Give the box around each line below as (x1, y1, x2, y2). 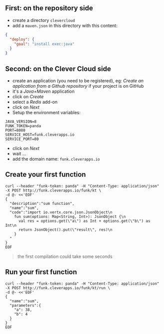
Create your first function (5, 170, 86, 179)
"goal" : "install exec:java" (14, 41, 75, 46)
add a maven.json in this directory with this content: (12, 22, 118, 28)
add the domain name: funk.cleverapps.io (12, 156, 100, 162)
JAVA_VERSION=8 (5, 119, 37, 124)
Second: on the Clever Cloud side (5, 64, 111, 73)
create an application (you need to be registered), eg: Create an (12, 78, 144, 84)
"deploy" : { (9, 37, 35, 42)
